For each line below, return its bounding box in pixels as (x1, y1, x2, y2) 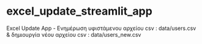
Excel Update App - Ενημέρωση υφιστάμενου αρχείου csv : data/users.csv (6, 24, 196, 32)
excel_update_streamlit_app (6, 4, 153, 18)
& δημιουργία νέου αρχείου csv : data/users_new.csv (6, 31, 141, 38)
